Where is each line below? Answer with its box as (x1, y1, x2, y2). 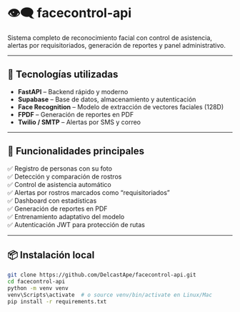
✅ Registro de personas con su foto (7, 164, 113, 173)
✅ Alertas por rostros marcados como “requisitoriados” (7, 188, 170, 196)
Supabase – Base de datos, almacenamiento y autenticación (17, 95, 196, 104)
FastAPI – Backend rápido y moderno (17, 87, 129, 96)
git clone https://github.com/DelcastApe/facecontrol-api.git (7, 271, 196, 278)
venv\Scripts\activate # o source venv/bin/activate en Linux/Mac (7, 291, 213, 298)
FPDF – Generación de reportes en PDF (17, 110, 134, 119)
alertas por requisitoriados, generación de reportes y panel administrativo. (7, 41, 226, 49)
